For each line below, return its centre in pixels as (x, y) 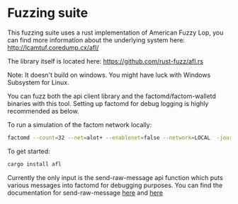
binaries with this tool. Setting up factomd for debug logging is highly (108, 103)
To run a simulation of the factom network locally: (80, 124)
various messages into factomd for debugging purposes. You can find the (115, 185)
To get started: (29, 151)
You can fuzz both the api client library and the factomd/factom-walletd (112, 96)
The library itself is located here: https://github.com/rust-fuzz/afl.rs (106, 61)
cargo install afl (34, 164)
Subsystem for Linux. (38, 82)
